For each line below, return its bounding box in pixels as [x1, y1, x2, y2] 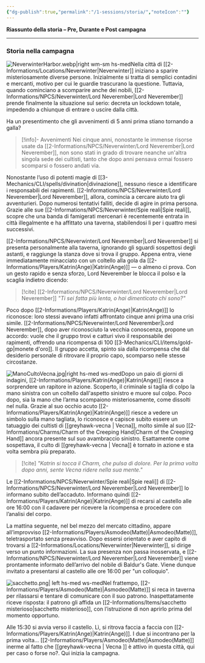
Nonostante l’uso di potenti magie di [6, 173, 97, 181]
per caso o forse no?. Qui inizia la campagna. [6, 649, 120, 656]
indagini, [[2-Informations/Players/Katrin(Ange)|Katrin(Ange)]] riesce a [6, 376, 184, 384]
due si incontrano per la [135, 629, 195, 637]
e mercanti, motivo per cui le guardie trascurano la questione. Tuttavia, [6, 80, 184, 87]
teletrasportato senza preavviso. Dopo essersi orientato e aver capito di [6, 535, 187, 542]
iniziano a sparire [135, 66, 178, 74]
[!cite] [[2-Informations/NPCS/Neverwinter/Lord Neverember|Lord [21, 288, 188, 295]
